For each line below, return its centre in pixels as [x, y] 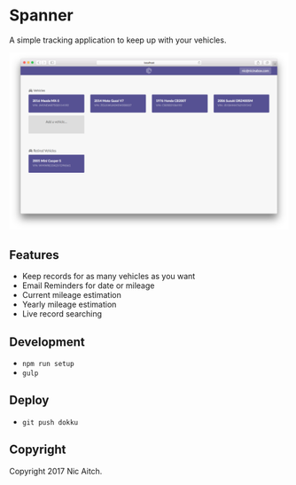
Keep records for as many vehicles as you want [109, 277]
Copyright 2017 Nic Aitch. [56, 471]
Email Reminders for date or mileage [88, 286]
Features [34, 255]
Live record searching [62, 314]
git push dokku [50, 422]
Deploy [29, 400]
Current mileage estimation [71, 295]
